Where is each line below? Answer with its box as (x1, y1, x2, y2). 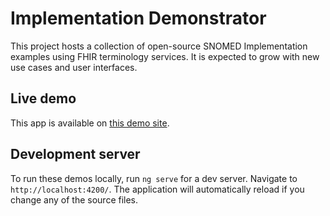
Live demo (10, 90, 77, 107)
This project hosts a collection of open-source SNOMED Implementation (10, 40, 308, 52)
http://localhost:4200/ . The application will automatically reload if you (10, 183, 305, 195)
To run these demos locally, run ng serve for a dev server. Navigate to (10, 172, 298, 184)
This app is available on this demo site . (10, 117, 170, 129)
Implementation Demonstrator (10, 7, 267, 30)
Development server (10, 146, 141, 163)
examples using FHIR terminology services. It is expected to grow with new (10, 50, 320, 62)
